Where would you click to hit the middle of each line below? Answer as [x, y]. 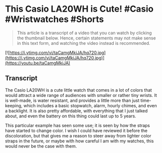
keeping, [14, 105]
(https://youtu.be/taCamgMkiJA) [38, 63]
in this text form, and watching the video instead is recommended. [83, 43]
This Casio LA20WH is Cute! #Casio [79, 9]
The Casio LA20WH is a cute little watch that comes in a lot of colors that [79, 90]
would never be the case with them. [41, 146]
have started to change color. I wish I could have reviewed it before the [76, 131]
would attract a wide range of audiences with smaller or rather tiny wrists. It [81, 95]
